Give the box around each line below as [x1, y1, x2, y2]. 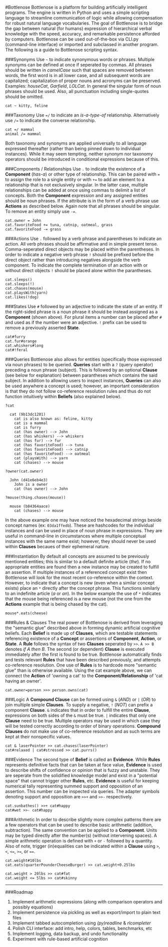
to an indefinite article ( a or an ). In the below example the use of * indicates [5, 590, 161, 596]
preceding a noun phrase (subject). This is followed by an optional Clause [5, 367, 157, 373]
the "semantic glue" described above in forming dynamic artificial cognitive [5, 625, 161, 631]
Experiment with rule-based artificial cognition [12, 936, 108, 942]
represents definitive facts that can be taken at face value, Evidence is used [5, 762, 162, 767]
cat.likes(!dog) [5, 295, 39, 300]
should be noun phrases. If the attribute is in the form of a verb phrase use [5, 198, 159, 204]
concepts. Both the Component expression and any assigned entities [5, 193, 148, 198]
